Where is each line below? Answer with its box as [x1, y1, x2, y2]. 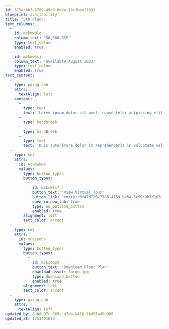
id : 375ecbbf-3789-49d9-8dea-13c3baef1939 [5, 7, 96, 13]
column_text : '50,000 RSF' [14, 36, 71, 41]
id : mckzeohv [18, 236, 46, 241]
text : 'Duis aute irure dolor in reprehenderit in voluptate [23, 143, 154, 148]
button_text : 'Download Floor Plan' [32, 265, 109, 270]
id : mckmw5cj [14, 54, 42, 59]
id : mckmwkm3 [18, 161, 46, 167]
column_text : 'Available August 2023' [14, 59, 96, 64]
